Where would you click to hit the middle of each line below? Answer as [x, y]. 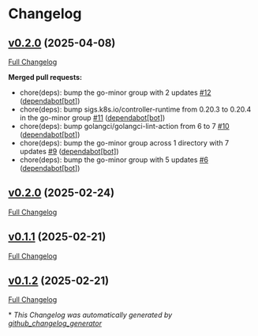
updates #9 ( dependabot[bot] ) [69, 151]
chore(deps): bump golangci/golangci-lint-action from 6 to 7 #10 [125, 126]
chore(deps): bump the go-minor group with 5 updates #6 [114, 160]
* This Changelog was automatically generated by [90, 315]
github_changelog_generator [55, 323]
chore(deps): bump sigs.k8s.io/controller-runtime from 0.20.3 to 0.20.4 [135, 109]
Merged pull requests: [45, 77]
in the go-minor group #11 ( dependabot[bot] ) [92, 118]
